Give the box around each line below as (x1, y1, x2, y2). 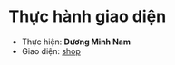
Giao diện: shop (21, 45, 81, 56)
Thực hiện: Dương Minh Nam (21, 36, 131, 47)
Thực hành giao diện (8, 6, 167, 27)
